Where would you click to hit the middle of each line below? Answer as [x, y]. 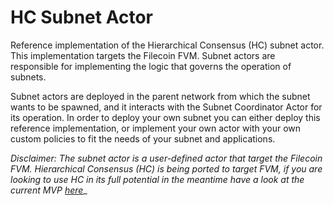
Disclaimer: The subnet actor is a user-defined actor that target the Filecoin [166, 158]
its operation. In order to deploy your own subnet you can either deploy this [165, 117]
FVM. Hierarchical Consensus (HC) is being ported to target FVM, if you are [166, 168]
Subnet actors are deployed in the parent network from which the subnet [160, 96]
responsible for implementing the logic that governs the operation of [151, 66]
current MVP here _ [49, 190]
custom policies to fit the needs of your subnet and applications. [143, 138]
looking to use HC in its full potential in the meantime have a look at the [157, 179]
